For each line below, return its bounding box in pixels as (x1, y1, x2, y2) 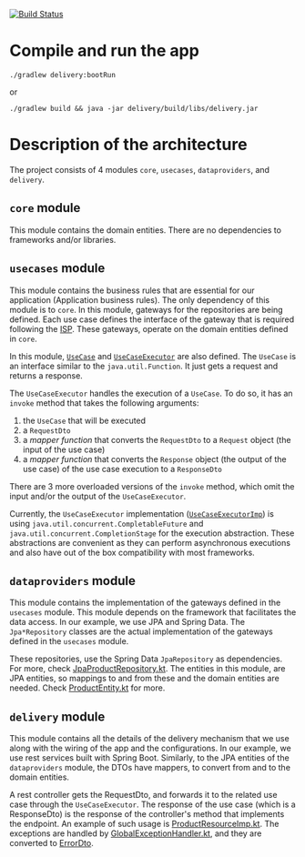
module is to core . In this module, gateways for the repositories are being (9, 304, 284, 315)
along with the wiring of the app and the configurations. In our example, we (9, 742, 291, 754)
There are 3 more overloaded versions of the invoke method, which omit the (9, 480, 295, 491)
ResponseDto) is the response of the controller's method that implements (9, 809, 285, 820)
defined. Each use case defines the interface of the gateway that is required (9, 314, 295, 325)
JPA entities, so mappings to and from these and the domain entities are (9, 673, 280, 684)
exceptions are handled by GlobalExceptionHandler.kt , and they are (9, 828, 262, 839)
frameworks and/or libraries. (9, 234, 117, 245)
